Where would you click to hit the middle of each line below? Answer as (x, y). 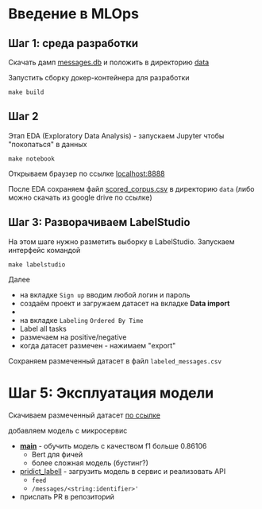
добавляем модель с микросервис (68, 430)
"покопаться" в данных (48, 144)
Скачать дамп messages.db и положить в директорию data (109, 62)
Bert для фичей (57, 454)
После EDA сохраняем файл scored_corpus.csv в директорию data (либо (131, 188)
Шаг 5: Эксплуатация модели (111, 392)
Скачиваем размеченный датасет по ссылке (85, 415)
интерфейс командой (44, 250)
